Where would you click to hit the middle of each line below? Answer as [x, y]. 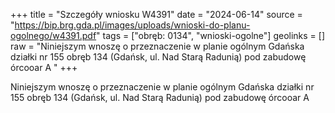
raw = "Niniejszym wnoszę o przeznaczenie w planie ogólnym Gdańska [157, 46]
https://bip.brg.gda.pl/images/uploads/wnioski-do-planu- [132, 25]
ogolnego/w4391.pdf [53, 35]
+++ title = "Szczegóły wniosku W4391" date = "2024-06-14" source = [156, 14]
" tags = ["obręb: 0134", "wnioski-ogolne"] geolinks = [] [211, 35]
